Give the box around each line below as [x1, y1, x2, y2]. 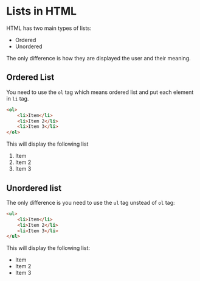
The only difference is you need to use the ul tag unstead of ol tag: [6, 199, 175, 206]
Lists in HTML [6, 4, 77, 18]
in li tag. [6, 94, 29, 102]
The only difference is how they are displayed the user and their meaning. [6, 54, 191, 62]
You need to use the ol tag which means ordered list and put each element [6, 88, 194, 96]
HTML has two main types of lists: [6, 24, 92, 32]
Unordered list [6, 183, 62, 193]
